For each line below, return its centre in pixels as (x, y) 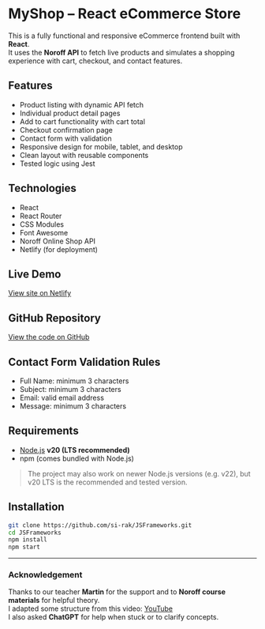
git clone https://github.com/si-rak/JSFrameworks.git (100, 525)
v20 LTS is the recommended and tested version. (107, 482)
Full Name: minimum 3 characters (74, 381)
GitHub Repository (54, 318)
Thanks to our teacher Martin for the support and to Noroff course (117, 592)
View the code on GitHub (49, 337)
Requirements (43, 431)
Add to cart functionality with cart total (82, 121)
